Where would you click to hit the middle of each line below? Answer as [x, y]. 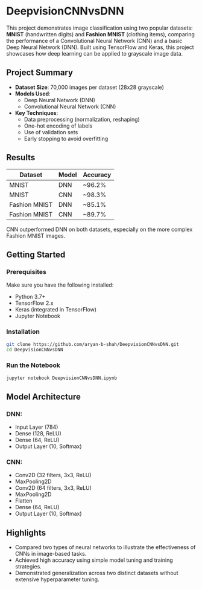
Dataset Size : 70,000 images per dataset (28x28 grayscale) [90, 87]
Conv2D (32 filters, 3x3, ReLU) [53, 475]
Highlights [26, 532]
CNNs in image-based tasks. [51, 554]
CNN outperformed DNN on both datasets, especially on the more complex [99, 229]
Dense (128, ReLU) [38, 434]
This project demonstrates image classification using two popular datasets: [99, 28]
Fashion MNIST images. [36, 236]
